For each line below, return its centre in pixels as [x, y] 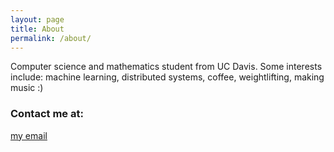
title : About [37, 29]
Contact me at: [47, 114]
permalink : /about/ [51, 38]
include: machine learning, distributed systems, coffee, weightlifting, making [167, 77]
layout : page [37, 19]
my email [29, 135]
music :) [27, 88]
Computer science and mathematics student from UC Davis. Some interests [166, 67]
